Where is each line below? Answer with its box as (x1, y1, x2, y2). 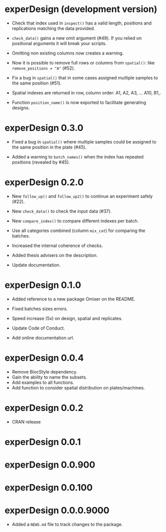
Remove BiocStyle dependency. (11, 368, 78, 374)
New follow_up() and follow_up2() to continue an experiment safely (11, 193, 153, 199)
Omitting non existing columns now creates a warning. (11, 50, 124, 56)
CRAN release (11, 418, 41, 424)
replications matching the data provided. (11, 25, 95, 31)
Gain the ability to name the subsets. (11, 374, 87, 380)
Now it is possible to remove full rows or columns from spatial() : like (11, 59, 155, 65)
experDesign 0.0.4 (4, 352, 84, 363)
